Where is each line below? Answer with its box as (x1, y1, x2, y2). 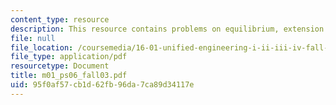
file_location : (10, 42, 74, 53)
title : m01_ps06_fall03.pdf (10, 71, 128, 81)
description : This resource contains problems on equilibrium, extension (10, 24, 325, 34)
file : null (10, 33, 56, 43)
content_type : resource (10, 14, 110, 25)
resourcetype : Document (10, 61, 110, 71)
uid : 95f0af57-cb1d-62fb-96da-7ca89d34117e (10, 80, 195, 90)
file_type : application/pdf (10, 52, 128, 62)
